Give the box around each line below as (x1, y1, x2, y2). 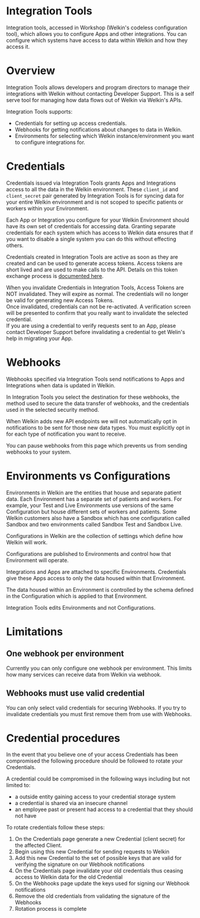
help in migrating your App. (6, 335, 73, 342)
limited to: (6, 782, 31, 789)
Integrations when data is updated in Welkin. (6, 381, 116, 389)
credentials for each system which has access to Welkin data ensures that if (6, 229, 193, 236)
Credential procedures (6, 731, 121, 745)
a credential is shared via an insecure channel (14, 800, 128, 807)
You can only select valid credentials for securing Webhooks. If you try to (6, 704, 187, 711)
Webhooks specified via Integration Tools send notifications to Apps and (6, 375, 185, 382)
